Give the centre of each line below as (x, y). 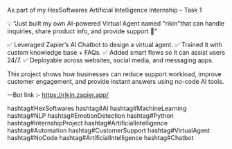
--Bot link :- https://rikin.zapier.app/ (58, 95)
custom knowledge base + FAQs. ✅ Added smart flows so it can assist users (116, 52)
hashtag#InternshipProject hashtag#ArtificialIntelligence (88, 123)
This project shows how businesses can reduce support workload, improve (114, 74)
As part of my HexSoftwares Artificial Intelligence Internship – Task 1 (105, 10)
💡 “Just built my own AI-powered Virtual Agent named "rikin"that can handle (116, 23)
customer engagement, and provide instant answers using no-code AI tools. (116, 81)
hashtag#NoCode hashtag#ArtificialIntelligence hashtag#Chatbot (100, 138)
